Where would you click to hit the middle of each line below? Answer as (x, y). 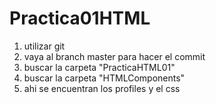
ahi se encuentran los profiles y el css (102, 88)
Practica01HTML (80, 18)
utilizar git (44, 46)
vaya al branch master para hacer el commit (114, 56)
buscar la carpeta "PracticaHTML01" (99, 67)
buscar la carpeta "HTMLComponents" (104, 78)
